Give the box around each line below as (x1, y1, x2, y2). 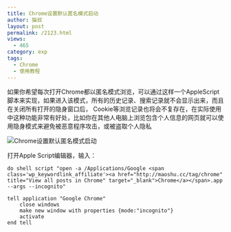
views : (7, 36, 26, 43)
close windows (19, 201, 60, 208)
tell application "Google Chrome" (7, 195, 107, 202)
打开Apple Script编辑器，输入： (7, 151, 97, 159)
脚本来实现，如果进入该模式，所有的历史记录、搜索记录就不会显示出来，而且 (7, 96, 224, 104)
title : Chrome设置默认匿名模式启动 (7, 10, 98, 17)
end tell (7, 219, 32, 226)
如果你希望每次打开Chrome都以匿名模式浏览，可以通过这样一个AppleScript (7, 87, 220, 96)
